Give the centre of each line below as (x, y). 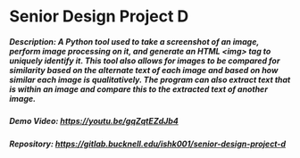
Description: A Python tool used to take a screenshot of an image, (134, 41)
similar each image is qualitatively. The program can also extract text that (150, 79)
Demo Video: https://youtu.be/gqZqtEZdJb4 (94, 121)
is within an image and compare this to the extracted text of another (138, 89)
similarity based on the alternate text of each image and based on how (144, 70)
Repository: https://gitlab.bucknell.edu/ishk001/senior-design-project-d (148, 144)
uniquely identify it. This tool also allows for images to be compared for (145, 61)
